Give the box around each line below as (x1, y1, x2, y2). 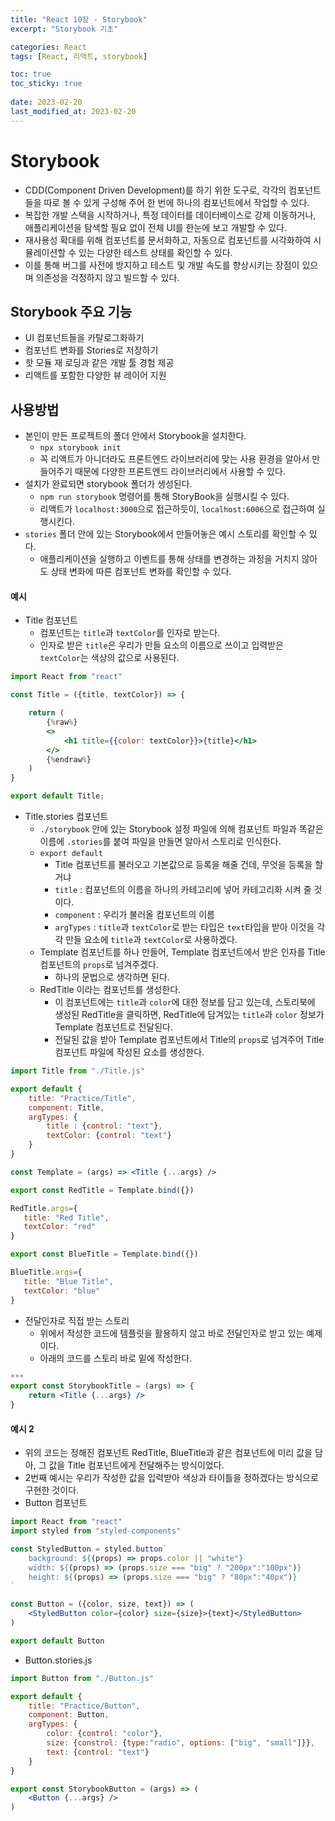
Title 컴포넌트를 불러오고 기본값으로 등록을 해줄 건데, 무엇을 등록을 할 (54, 859, 324, 871)
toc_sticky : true (10, 79, 83, 89)
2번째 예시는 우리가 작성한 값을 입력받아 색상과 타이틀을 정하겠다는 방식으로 (24, 1472, 319, 1484)
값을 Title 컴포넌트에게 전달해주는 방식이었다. (48, 1459, 225, 1471)
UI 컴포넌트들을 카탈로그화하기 (24, 332, 145, 344)
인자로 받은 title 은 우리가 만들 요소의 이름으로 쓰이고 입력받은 (39, 639, 284, 651)
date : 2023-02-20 (10, 97, 83, 107)
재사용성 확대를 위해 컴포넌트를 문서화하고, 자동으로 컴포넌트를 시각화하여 (24, 234, 312, 246)
